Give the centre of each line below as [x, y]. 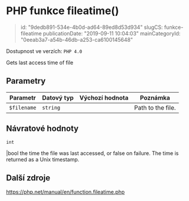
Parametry [26, 81]
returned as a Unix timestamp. [43, 159]
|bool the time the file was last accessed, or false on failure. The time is [92, 153]
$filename [23, 108]
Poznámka [155, 97]
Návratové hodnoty [42, 129]
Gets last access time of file [40, 62]
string [51, 108]
